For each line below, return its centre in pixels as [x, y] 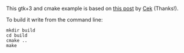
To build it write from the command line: [55, 20]
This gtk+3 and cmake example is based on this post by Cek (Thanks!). [92, 8]
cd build [17, 36]
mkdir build [21, 30]
